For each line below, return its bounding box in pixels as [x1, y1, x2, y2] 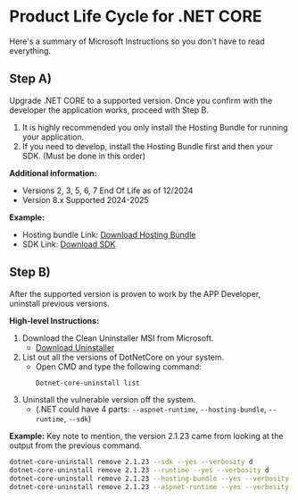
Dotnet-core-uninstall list [35, 378, 140, 387]
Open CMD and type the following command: [35, 360, 203, 372]
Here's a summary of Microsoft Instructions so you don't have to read [9, 36, 265, 47]
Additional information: [9, 167, 98, 178]
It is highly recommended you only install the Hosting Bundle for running [21, 122, 288, 132]
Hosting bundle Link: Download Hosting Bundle [21, 229, 196, 240]
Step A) [9, 72, 52, 87]
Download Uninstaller [35, 342, 115, 352]
